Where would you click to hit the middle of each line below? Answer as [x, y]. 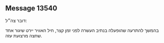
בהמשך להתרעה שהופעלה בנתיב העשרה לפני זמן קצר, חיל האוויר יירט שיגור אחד [82, 30]
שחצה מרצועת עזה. [24, 35]
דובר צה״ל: [16, 20]
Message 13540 [31, 8]
